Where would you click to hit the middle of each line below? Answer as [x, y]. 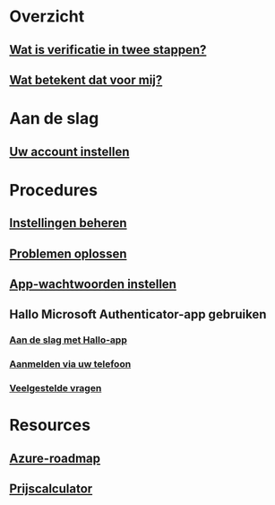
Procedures [54, 190]
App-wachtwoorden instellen [93, 284]
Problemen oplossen [68, 253]
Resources [50, 426]
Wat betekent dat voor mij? [86, 79]
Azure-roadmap [55, 458]
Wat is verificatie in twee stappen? [108, 50]
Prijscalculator [51, 489]
